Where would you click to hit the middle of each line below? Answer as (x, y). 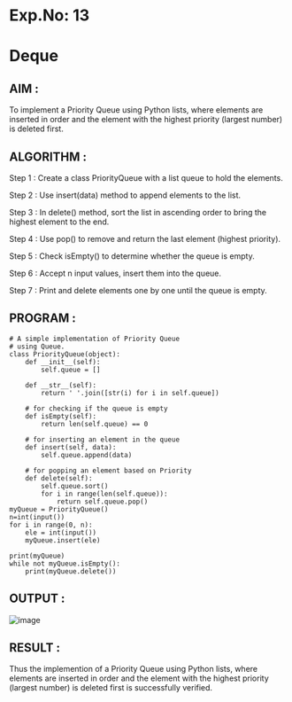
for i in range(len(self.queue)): (104, 494)
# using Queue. (37, 347)
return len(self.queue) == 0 (95, 424)
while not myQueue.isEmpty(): (65, 564)
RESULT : (35, 648)
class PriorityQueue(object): (65, 354)
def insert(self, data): (71, 447)
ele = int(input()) (61, 533)
